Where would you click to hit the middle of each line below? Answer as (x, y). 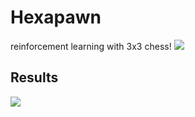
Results (34, 77)
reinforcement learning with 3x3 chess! (91, 46)
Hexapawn (56, 17)
